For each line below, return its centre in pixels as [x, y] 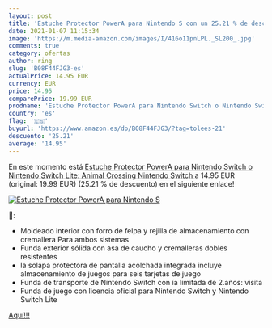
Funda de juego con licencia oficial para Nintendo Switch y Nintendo [134, 291]
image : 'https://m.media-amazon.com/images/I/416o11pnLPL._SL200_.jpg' [132, 38]
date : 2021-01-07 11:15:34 [54, 31]
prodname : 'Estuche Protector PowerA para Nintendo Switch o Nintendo [130, 106]
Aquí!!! [19, 315]
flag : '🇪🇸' [28, 121]
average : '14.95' [38, 143]
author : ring [30, 61]
